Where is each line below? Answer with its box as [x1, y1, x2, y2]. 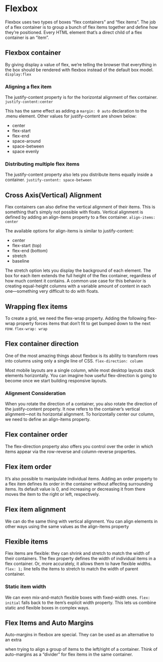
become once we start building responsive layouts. [5, 378, 108, 383]
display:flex [5, 72, 32, 77]
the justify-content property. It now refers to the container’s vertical [5, 406, 140, 412]
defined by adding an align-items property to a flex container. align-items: [5, 214, 156, 220]
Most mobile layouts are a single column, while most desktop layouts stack [5, 367, 155, 373]
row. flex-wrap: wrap [5, 325, 48, 331]
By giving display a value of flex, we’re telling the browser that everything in [5, 61, 157, 67]
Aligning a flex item [5, 83, 52, 90]
